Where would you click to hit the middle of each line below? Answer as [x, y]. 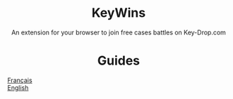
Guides [119, 61]
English [18, 87]
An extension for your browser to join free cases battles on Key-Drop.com [119, 32]
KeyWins [119, 13]
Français [20, 80]
